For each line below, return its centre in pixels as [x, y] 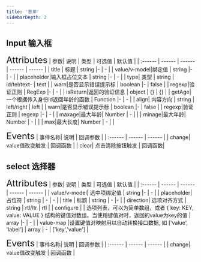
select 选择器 [31, 166]
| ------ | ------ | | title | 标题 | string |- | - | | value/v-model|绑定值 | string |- [100, 70]
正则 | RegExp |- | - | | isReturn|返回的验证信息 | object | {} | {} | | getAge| [101, 92]
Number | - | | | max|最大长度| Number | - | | [61, 122]
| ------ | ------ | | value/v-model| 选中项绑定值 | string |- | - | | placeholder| [99, 193]
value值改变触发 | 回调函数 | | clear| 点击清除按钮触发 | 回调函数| [85, 146]
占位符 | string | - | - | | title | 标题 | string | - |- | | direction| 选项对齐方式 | [97, 200]
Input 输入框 [29, 43]
